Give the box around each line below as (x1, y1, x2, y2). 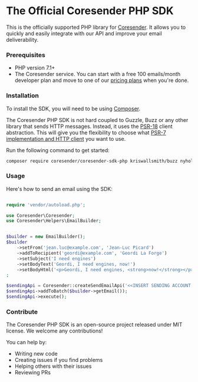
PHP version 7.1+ (14, 64, 55, 71)
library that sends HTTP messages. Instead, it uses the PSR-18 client (6, 123, 173, 130)
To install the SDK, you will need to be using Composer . (6, 105, 141, 112)
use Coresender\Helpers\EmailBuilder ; (6, 218, 101, 224)
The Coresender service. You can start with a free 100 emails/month (14, 71, 181, 78)
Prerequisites (6, 51, 45, 59)
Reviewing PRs (14, 369, 51, 376)
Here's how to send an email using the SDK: (6, 185, 113, 192)
